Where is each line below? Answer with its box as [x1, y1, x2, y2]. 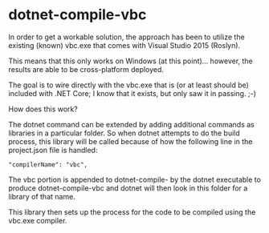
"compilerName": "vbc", [8, 160, 88, 169]
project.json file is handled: [8, 145, 98, 155]
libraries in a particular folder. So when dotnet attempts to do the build [8, 128, 241, 138]
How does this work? [8, 104, 78, 114]
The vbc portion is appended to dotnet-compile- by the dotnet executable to [8, 175, 261, 184]
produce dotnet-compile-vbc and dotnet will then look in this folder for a [8, 183, 248, 193]
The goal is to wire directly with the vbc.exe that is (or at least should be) [8, 80, 249, 90]
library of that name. [8, 191, 76, 201]
